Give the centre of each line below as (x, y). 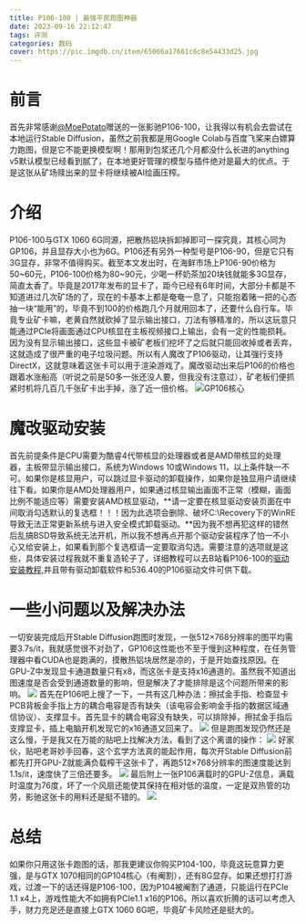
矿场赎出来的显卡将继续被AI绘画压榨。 (112, 173)
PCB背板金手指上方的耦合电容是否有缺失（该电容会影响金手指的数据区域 (145, 705)
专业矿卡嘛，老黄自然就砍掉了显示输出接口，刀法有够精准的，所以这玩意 (153, 320)
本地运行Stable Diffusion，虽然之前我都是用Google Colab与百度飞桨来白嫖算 (153, 139)
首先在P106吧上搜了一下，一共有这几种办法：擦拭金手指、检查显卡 (164, 694)
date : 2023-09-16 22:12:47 (61, 26)
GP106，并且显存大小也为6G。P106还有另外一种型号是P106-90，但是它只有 (152, 251)
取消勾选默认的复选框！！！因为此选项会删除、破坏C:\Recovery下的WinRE (156, 512)
